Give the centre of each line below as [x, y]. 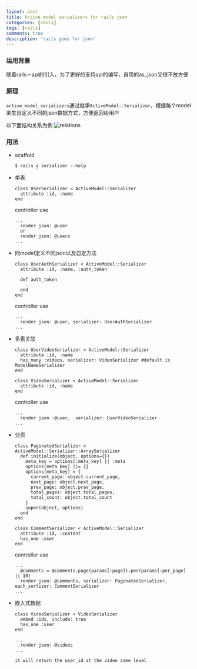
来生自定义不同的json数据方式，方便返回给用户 [63, 112]
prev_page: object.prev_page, [67, 487]
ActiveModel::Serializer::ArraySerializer [67, 451]
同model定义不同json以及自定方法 [56, 253]
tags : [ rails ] [24, 28]
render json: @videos [47, 645]
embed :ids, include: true [53, 619]
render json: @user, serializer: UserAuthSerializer [86, 322]
